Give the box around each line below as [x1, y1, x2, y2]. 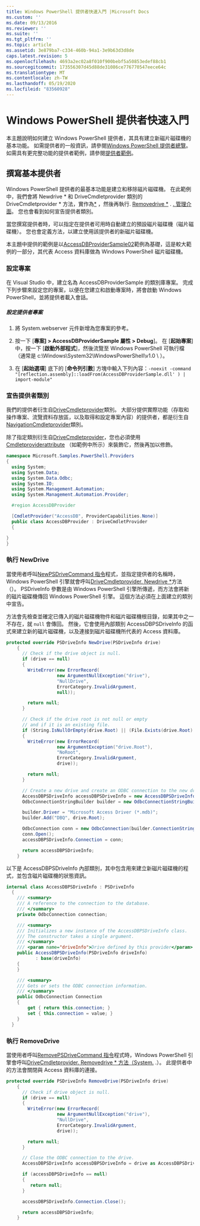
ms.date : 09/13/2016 [6, 20, 58, 26]
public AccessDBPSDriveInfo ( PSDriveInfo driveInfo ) [17, 950, 148, 956]
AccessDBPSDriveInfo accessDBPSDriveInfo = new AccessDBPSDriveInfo [21, 793, 196, 799]
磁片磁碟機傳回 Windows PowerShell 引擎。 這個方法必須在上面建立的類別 [11, 593, 193, 600]
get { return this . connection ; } [27, 1005, 111, 1011]
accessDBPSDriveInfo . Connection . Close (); [21, 1199, 127, 1205]
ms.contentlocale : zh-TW [6, 75, 68, 81]
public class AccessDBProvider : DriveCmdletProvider [11, 518, 148, 524]
